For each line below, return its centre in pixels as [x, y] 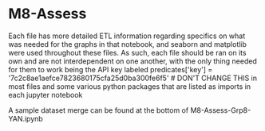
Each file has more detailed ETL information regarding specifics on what [127, 36]
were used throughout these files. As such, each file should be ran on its [127, 52]
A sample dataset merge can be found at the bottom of [99, 110]
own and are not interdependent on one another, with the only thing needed [132, 61]
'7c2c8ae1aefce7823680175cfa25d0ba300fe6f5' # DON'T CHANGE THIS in [133, 78]
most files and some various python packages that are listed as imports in [130, 86]
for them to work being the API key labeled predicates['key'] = [111, 69]
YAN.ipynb [26, 118]
